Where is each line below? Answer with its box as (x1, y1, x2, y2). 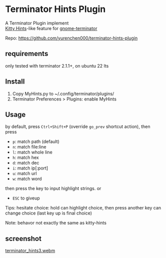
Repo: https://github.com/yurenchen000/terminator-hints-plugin (5, 35, 138, 41)
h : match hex (12, 154, 39, 160)
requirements (5, 49, 48, 58)
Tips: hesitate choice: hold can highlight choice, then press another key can (5, 205, 161, 211)
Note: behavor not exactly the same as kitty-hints (5, 220, 106, 226)
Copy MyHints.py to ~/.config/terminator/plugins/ (12, 90, 114, 96)
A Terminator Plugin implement (5, 20, 69, 26)
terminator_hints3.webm (5, 247, 55, 253)
